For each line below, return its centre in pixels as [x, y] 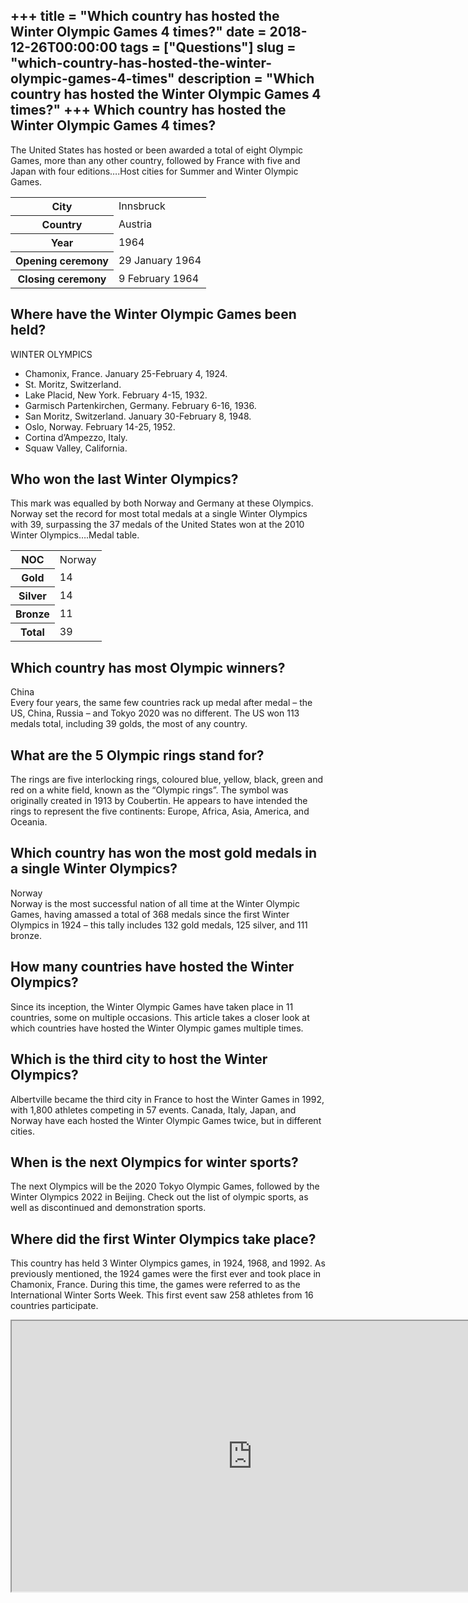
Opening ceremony [62, 261]
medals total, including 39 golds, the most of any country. [129, 724]
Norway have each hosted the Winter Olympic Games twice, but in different [166, 1120]
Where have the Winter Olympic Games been [153, 314]
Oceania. [29, 822]
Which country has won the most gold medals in [164, 853]
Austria [135, 224]
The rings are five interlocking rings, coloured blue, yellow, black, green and [167, 780]
